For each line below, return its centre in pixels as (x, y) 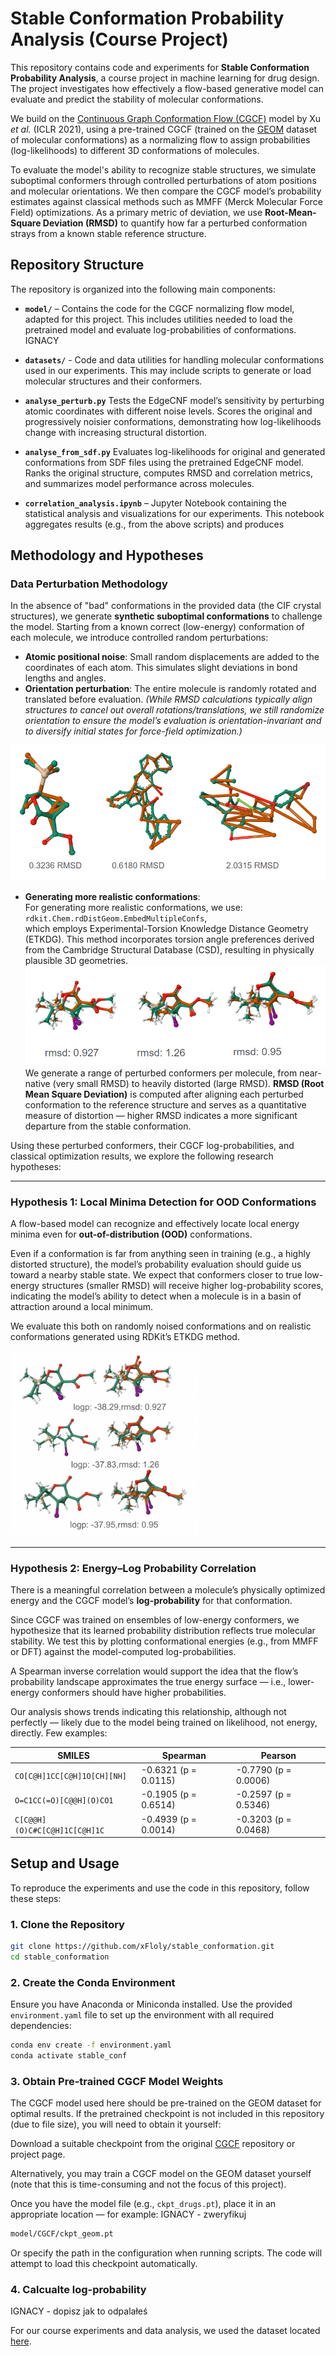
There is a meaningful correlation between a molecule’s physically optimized (168, 1590)
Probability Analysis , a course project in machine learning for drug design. (165, 78)
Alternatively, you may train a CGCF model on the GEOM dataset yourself (161, 2174)
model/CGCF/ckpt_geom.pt (62, 2234)
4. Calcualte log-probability (78, 2290)
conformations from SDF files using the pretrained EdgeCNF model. (164, 462)
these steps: (36, 1898)
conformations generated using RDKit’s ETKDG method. (125, 1337)
